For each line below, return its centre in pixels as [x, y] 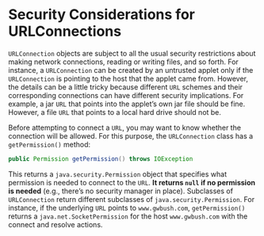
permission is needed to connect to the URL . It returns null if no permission [132, 182]
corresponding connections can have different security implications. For [126, 95]
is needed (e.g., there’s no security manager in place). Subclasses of [121, 191]
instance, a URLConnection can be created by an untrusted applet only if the [131, 70]
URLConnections [65, 31]
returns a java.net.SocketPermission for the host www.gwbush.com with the [128, 216]
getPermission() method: [50, 144]
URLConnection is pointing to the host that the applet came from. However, [128, 78]
